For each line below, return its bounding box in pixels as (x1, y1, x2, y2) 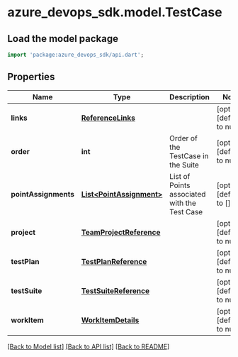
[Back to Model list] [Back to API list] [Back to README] (7, 342, 170, 351)
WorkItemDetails (81, 315, 140, 325)
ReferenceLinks (81, 113, 136, 123)
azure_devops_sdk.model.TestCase (7, 4, 222, 21)
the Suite (169, 160, 200, 170)
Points (169, 180, 191, 190)
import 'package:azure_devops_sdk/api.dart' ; (7, 51, 144, 58)
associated (169, 189, 206, 199)
